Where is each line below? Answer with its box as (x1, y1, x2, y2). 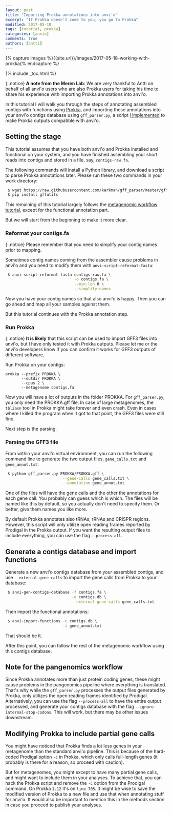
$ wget (7, 188, 22, 193)
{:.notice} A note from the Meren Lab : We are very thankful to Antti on (5, 80, 154, 86)
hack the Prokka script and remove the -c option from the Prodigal (5, 780, 145, 786)
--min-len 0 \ (74, 281, 104, 287)
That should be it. (5, 633, 42, 639)
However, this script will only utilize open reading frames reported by (5, 521, 151, 528)
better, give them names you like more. (5, 506, 88, 513)
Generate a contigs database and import (5, 547, 137, 556)
